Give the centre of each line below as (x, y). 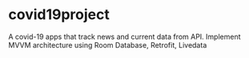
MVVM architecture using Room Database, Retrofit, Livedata (108, 44)
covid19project (59, 15)
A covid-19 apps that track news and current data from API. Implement (125, 37)
